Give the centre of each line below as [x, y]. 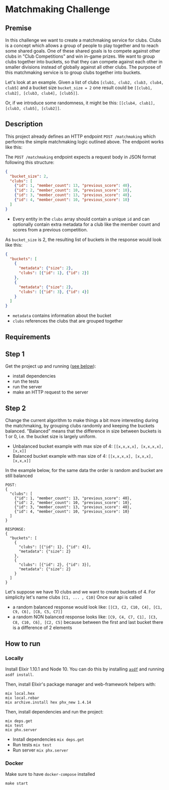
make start [17, 783]
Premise [18, 28]
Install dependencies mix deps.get [48, 739]
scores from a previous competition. [50, 229]
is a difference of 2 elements [42, 628]
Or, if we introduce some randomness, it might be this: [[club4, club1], [80, 103]
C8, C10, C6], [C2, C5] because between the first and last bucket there [88, 622]
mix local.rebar [22, 698]
